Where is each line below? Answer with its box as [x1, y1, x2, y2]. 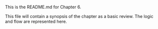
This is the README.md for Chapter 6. [5, 4, 82, 10]
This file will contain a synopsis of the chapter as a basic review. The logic [5, 14, 154, 19]
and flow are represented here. [5, 19, 67, 24]
